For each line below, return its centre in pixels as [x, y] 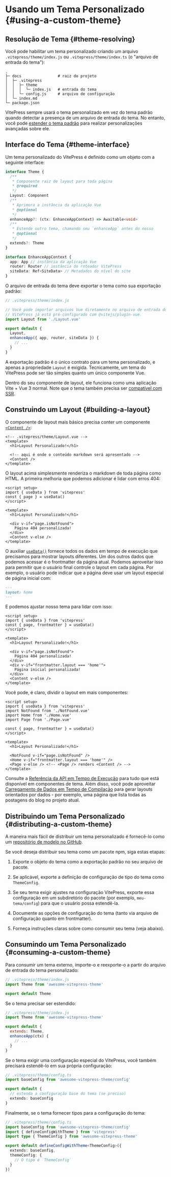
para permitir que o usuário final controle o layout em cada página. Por [79, 567]
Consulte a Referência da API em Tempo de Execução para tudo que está [82, 779]
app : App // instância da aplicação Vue [53, 262]
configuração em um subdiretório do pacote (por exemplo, [74, 898]
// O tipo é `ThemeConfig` [43, 1160]
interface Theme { [25, 172]
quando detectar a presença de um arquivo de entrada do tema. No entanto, [85, 118]
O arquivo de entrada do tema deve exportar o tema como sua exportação [83, 286]
